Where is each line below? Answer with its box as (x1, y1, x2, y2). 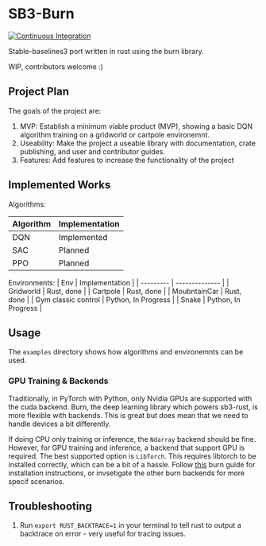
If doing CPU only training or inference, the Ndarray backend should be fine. (8, 434, 256, 443)
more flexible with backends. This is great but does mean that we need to (8, 410, 249, 420)
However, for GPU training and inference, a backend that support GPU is (8, 443, 245, 452)
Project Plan (8, 85, 70, 99)
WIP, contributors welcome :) (8, 61, 103, 72)
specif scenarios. (8, 476, 65, 486)
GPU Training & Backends (8, 375, 109, 386)
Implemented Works (8, 178, 111, 192)
